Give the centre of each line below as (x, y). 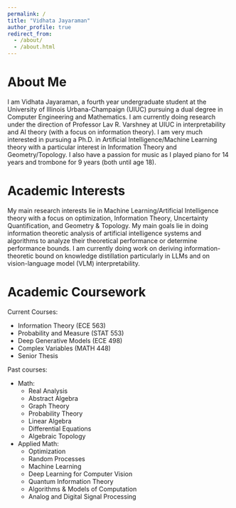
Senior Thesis (38, 355)
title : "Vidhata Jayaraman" (49, 21)
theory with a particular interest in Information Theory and (92, 147)
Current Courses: (33, 312)
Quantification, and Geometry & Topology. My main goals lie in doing (108, 225)
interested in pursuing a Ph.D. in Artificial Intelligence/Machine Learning (112, 139)
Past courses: (27, 369)
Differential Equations (60, 428)
